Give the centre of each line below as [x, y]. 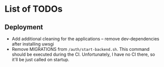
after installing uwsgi [33, 44]
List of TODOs [33, 9]
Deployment [24, 27]
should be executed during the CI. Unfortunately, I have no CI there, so [83, 54]
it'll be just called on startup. [40, 59]
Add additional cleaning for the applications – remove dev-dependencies [85, 39]
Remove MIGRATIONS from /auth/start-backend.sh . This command [81, 49]
